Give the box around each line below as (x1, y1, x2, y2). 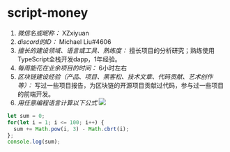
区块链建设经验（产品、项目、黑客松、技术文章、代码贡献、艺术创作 (17, 72, 213, 81)
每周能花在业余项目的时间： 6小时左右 (17, 63, 128, 72)
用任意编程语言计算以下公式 (17, 98, 98, 107)
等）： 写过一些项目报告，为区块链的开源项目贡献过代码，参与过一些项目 (17, 81, 224, 89)
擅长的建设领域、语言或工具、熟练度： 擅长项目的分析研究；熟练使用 (17, 46, 215, 54)
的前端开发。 (17, 89, 54, 98)
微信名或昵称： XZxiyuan (17, 29, 89, 37)
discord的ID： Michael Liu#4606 (17, 37, 112, 46)
